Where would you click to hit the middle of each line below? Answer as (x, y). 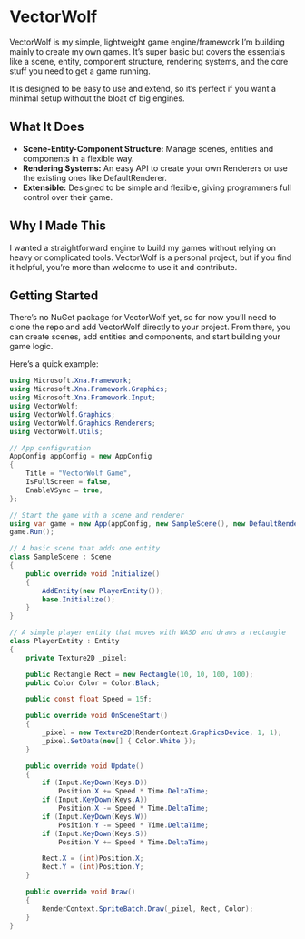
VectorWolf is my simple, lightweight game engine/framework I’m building (148, 42)
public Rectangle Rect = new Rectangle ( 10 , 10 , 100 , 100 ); (140, 674)
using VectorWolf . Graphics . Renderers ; (83, 423)
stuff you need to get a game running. (80, 71)
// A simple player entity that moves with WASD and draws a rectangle (148, 633)
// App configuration (50, 448)
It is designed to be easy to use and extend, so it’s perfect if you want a (143, 88)
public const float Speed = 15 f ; (89, 699)
